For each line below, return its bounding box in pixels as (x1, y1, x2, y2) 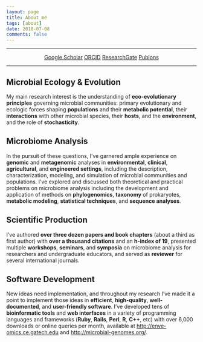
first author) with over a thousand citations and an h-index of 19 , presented (6, 237, 196, 245)
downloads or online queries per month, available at (6, 322, 136, 330)
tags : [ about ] (6, 20, 42, 26)
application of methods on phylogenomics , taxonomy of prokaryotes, (6, 191, 181, 198)
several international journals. (6, 257, 80, 264)
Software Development (6, 274, 95, 284)
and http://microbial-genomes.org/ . (59, 329, 148, 336)
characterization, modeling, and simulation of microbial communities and (6, 171, 187, 179)
